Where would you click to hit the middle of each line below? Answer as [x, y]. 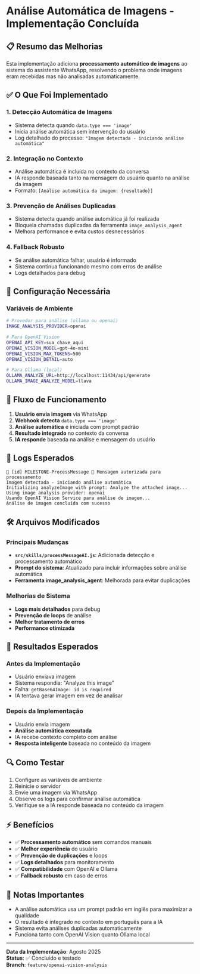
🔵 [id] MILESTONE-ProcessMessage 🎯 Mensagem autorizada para [84, 472]
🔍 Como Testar [35, 763]
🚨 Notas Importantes [45, 895]
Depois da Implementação [45, 711]
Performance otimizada [45, 628]
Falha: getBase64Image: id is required [63, 689]
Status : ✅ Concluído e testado [44, 958]
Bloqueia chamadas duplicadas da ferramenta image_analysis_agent [99, 225]
